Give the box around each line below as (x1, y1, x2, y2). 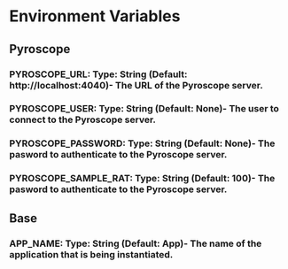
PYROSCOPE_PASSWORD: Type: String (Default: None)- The (9, 137, 276, 150)
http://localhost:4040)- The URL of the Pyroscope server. (9, 79, 263, 91)
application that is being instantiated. (9, 248, 174, 260)
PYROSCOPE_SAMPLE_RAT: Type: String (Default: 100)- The (9, 173, 276, 185)
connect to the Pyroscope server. (9, 113, 157, 126)
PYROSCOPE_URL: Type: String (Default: (9, 68, 188, 81)
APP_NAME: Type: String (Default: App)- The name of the (9, 237, 262, 250)
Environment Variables (9, 6, 181, 27)
